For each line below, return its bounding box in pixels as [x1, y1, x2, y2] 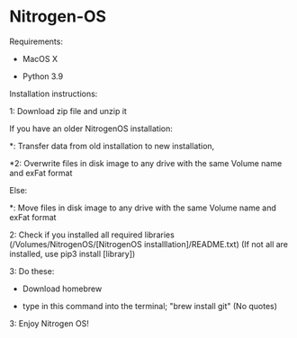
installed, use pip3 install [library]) [9, 248, 136, 259]
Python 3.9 [22, 70, 64, 82]
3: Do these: [9, 265, 55, 276]
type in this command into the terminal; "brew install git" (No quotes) [22, 300, 277, 311]
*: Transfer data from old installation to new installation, [9, 140, 215, 151]
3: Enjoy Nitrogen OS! [9, 317, 90, 329]
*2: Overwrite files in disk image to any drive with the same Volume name [9, 157, 283, 168]
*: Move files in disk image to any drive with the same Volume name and [9, 202, 277, 213]
